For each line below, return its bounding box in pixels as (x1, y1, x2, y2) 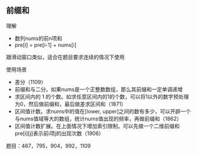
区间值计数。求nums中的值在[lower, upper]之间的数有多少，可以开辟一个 (14, 107, 191, 114)
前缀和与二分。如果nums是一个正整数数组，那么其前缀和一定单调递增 (14, 86, 183, 93)
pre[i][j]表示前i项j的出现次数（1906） (14, 130, 104, 137)
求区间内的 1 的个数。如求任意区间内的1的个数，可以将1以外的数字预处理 (14, 93, 189, 100)
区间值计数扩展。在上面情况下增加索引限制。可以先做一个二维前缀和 (14, 122, 180, 129)
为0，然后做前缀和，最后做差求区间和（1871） (14, 100, 126, 107)
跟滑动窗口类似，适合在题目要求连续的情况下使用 (6, 53, 125, 60)
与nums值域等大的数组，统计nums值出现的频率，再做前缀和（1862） (14, 115, 182, 122)
